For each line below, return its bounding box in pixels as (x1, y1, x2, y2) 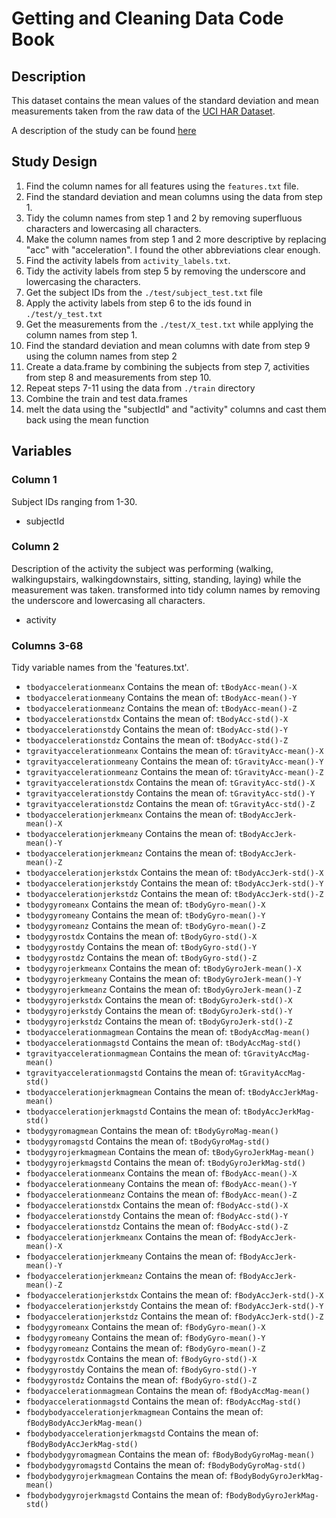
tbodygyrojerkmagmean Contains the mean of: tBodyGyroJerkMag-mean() (25, 1146, 316, 1158)
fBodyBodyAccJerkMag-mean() (25, 1418, 143, 1429)
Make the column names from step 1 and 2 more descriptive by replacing (25, 233, 327, 245)
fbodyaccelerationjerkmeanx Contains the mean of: (25, 1231, 237, 1243)
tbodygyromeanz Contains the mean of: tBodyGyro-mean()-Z (25, 920, 266, 932)
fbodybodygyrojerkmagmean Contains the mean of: (25, 1470, 228, 1482)
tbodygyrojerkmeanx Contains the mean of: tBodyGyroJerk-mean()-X (25, 962, 302, 974)
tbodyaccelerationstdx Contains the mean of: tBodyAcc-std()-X (25, 713, 289, 725)
